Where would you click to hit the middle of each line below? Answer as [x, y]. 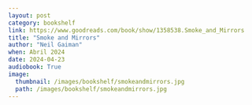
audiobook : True [35, 67]
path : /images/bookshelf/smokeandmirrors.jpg [91, 89]
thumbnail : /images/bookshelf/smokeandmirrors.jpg [100, 81]
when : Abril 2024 [37, 52]
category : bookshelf [42, 23]
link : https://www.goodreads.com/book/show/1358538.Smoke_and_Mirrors [126, 30]
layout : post [30, 15]
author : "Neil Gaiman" [45, 45]
